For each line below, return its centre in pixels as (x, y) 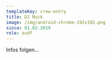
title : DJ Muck (25, 17)
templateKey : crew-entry (36, 11)
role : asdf (19, 33)
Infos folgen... (23, 50)
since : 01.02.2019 (28, 28)
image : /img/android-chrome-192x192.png (56, 22)
